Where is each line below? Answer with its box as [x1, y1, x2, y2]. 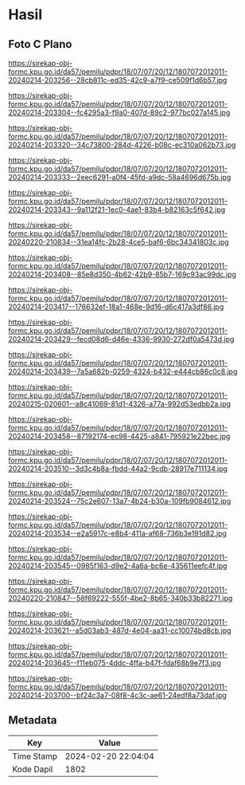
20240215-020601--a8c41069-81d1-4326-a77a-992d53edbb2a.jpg [8, 399, 231, 408]
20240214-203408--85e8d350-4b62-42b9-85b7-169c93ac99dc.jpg [8, 269, 237, 279]
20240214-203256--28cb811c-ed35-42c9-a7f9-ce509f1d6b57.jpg [8, 76, 227, 84]
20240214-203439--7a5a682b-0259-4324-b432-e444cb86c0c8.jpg [8, 367, 238, 376]
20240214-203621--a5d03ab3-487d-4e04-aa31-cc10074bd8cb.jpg [8, 626, 232, 635]
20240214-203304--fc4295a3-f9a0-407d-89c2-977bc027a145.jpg [8, 108, 231, 117]
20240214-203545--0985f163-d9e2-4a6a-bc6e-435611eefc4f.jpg [8, 561, 227, 571]
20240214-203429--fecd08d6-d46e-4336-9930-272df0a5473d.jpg [8, 335, 235, 343]
